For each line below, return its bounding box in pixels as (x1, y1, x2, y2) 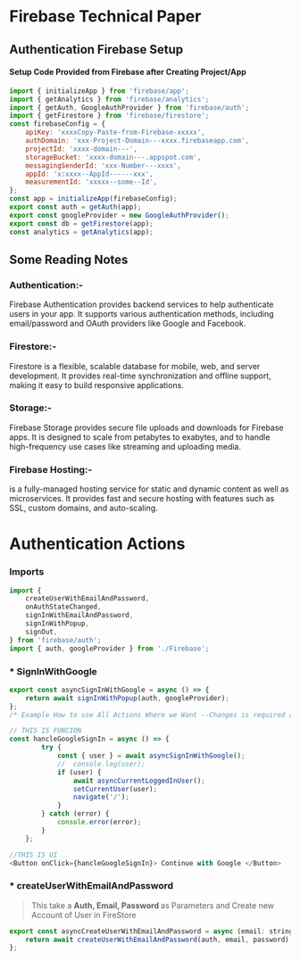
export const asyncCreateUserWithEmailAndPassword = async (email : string (9, 926, 294, 936)
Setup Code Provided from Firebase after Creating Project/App (9, 67, 247, 78)
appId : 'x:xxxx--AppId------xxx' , (25, 170, 154, 178)
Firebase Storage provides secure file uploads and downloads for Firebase (9, 422, 284, 433)
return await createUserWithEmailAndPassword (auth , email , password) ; (25, 935, 294, 944)
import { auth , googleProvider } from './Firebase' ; (9, 644, 210, 653)
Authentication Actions (9, 534, 186, 554)
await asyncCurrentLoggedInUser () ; (72, 776, 205, 785)
